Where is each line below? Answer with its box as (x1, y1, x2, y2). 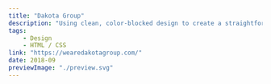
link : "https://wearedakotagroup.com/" (8, 49, 143, 57)
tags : (8, 26, 27, 34)
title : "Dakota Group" (8, 11, 85, 20)
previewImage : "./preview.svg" (8, 64, 114, 72)
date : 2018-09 (8, 57, 56, 65)
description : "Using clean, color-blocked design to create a (8, 19, 222, 27)
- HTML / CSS (23, 42, 67, 50)
